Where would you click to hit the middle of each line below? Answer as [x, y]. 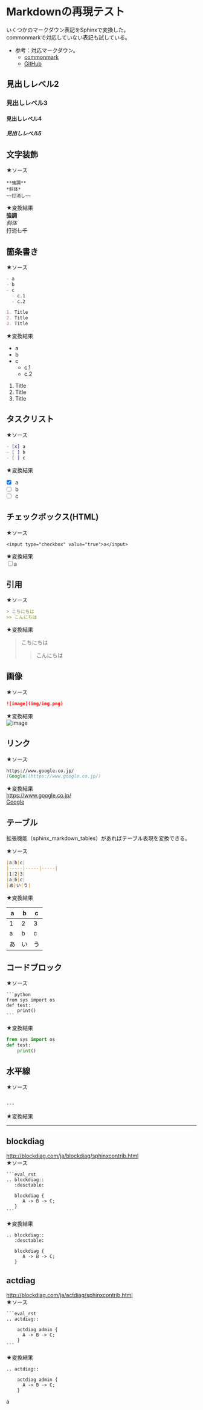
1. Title [17, 313]
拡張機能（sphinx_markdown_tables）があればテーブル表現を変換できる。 [98, 838]
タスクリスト [30, 419]
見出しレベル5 [24, 134]
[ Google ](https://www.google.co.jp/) [54, 776]
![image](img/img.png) [35, 703]
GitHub [33, 63]
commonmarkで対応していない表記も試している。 [69, 37]
